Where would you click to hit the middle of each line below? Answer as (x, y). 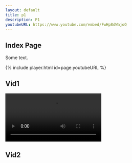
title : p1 (16, 15)
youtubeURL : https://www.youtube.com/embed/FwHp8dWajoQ (66, 24)
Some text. (17, 58)
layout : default (23, 10)
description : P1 (23, 20)
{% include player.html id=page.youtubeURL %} (56, 68)
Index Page (24, 45)
